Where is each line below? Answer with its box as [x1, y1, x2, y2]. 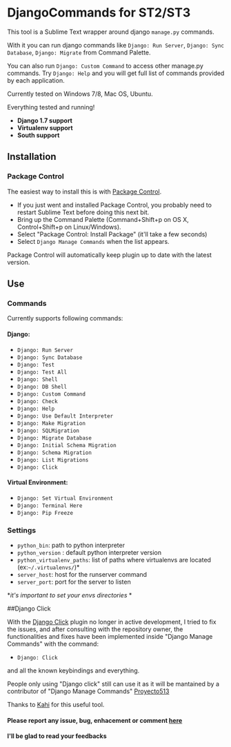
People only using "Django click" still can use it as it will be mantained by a [7, 680, 219, 688]
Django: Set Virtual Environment [17, 495, 114, 502]
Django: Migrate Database [17, 434, 92, 442]
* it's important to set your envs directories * [7, 591, 132, 600]
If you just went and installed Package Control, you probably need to [17, 201, 212, 209]
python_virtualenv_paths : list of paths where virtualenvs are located [17, 556, 212, 564]
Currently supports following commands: [7, 314, 123, 323]
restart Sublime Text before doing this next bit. [17, 208, 150, 216]
